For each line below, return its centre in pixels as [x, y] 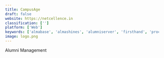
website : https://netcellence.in [39, 18]
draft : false [18, 14]
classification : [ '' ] [27, 23]
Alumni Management [26, 50]
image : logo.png [21, 37]
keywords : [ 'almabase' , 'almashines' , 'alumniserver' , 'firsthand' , [76, 32]
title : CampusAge [23, 9]
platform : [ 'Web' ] [24, 28]
